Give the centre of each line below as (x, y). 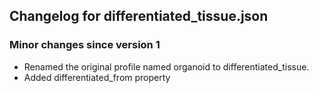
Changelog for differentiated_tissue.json (139, 16)
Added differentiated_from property (97, 77)
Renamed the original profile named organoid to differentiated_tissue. (166, 66)
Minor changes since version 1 (85, 45)
